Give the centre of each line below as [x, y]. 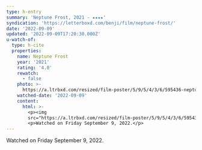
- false [32, 79]
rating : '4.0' [35, 67]
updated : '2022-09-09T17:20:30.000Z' [54, 34]
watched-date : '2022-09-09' [52, 95]
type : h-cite [28, 46]
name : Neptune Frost [43, 56]
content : [28, 101]
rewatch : [28, 73]
